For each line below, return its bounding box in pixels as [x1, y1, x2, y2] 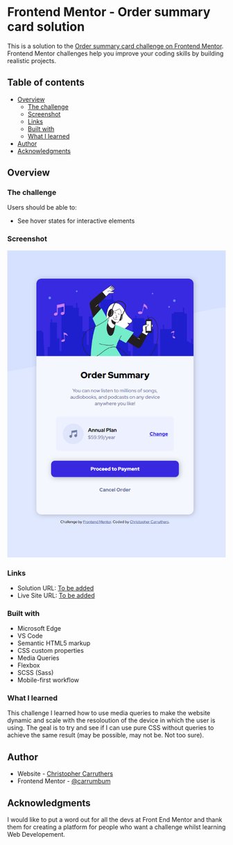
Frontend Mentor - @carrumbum [17, 777, 111, 785]
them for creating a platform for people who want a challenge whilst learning [7, 823, 226, 831]
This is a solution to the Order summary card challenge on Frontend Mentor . [7, 42, 224, 50]
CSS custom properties [17, 647, 85, 655]
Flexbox [17, 661, 40, 669]
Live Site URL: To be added [17, 591, 95, 599]
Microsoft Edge [17, 624, 62, 633]
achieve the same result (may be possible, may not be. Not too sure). [7, 731, 205, 740]
